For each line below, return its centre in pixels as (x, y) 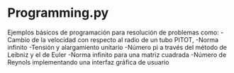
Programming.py (58, 13)
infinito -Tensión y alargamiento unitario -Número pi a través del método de (117, 47)
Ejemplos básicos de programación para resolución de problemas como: (113, 32)
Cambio (19, 39)
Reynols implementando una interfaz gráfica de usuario (88, 62)
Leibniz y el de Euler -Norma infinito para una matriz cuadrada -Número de (117, 55)
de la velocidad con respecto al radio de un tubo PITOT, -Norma (125, 39)
